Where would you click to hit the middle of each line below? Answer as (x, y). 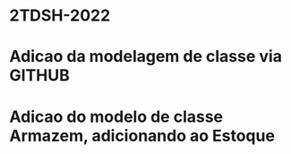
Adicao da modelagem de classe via (145, 57)
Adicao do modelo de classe (116, 116)
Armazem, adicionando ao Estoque (142, 136)
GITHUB (39, 76)
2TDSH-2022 (60, 16)
